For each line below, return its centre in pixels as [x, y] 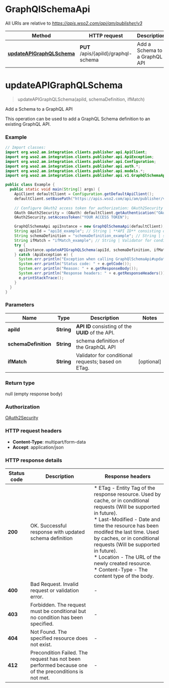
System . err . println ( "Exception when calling [66, 259]
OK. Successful [48, 526]
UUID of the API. [95, 332]
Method [41, 35]
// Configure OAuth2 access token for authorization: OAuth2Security [89, 208]
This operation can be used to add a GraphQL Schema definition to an [78, 119]
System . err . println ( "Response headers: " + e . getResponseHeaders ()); [93, 273]
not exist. [41, 644]
